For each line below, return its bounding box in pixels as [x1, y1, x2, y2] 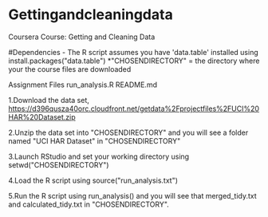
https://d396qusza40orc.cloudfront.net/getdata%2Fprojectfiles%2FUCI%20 [8, 104, 260, 113]
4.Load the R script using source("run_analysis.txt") [8, 176, 178, 185]
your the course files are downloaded [8, 64, 132, 73]
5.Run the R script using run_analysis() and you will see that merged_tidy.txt [8, 191, 257, 200]
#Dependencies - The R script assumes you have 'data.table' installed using [8, 47, 259, 57]
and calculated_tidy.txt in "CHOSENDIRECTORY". [8, 199, 169, 209]
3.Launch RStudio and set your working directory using [8, 152, 190, 161]
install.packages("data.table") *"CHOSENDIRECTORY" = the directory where [8, 56, 260, 65]
